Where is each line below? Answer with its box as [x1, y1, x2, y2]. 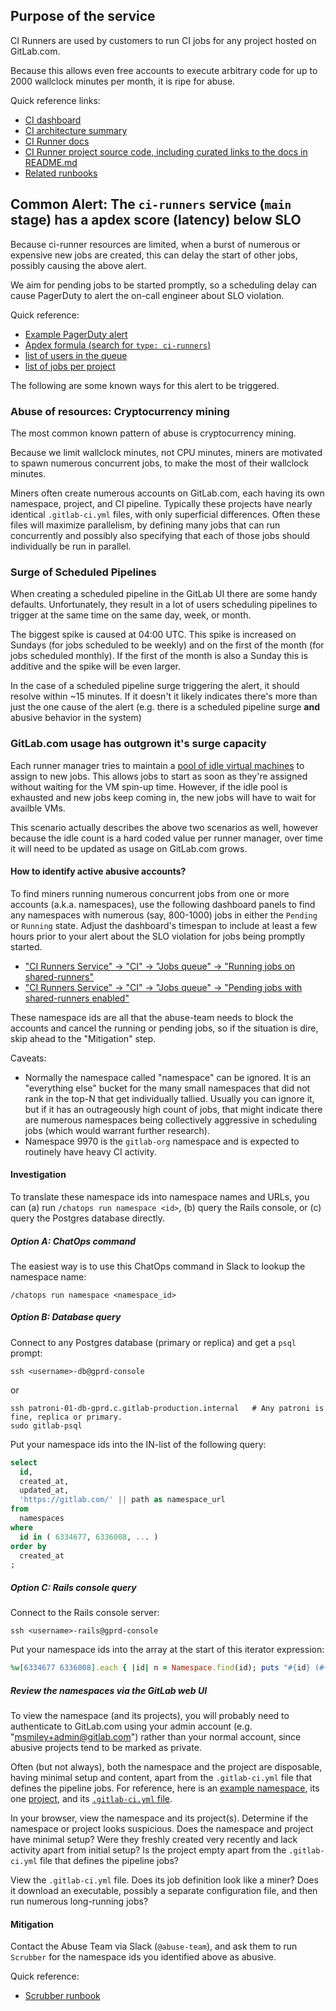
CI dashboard [24, 114, 82, 126]
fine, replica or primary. [10, 1412, 123, 1422]
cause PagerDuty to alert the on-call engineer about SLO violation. [10, 289, 285, 301]
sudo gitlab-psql [10, 1420, 83, 1431]
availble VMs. [10, 802, 66, 814]
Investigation [10, 1169, 67, 1181]
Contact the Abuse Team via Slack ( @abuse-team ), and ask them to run [10, 1940, 298, 1953]
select [10, 1457, 38, 1468]
